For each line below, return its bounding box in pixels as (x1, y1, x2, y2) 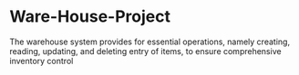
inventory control (9, 55, 74, 66)
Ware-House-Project (9, 6, 171, 27)
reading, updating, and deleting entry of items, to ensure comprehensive (9, 45, 282, 56)
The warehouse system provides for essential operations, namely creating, (9, 36, 290, 47)
